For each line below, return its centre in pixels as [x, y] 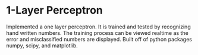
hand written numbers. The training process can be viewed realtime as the [97, 33]
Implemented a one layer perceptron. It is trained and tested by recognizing [99, 27]
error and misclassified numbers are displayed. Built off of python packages [99, 39]
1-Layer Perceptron [54, 10]
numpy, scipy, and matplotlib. [42, 46]
